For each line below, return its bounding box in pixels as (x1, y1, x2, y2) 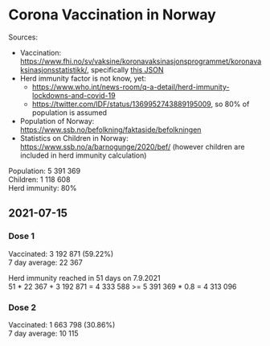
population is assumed (31, 107, 107, 117)
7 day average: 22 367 (8, 257, 83, 267)
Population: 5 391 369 (8, 166, 81, 175)
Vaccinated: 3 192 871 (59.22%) (8, 249, 114, 258)
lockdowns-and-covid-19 (31, 90, 116, 100)
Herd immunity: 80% (8, 183, 77, 192)
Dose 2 (8, 302, 36, 313)
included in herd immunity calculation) (19, 150, 147, 160)
